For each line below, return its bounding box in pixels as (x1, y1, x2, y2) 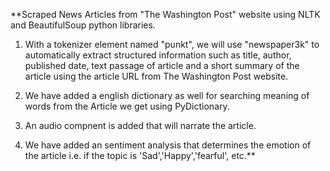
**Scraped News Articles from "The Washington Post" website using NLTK (10, 9, 321, 20)
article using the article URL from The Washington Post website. (24, 70, 289, 82)
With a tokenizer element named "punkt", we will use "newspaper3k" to (24, 39, 320, 50)
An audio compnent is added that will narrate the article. (24, 120, 257, 131)
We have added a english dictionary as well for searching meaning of (24, 90, 310, 101)
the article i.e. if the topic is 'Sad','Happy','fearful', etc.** (24, 150, 256, 161)
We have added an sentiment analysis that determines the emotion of (24, 139, 312, 151)
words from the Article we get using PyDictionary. (24, 100, 230, 112)
